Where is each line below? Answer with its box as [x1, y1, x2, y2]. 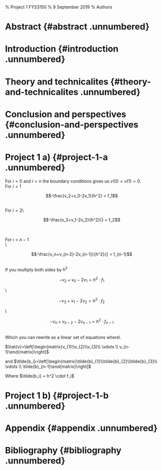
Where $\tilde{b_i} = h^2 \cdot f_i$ [5, 373, 74, 379]
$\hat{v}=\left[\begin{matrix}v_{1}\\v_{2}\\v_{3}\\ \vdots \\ [5, 343, 118, 350]
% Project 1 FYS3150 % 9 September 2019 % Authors [5, 4, 112, 10]
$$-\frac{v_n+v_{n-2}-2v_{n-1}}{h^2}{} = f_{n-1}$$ [31, 251, 133, 257]
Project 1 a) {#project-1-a [5, 151, 108, 163]
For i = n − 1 [5, 236, 29, 243]
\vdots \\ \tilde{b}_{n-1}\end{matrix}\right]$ [5, 363, 91, 369]
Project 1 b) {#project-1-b [5, 390, 109, 401]
